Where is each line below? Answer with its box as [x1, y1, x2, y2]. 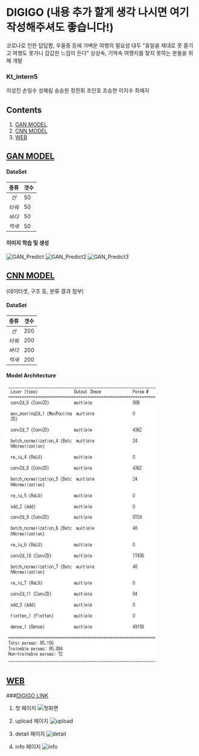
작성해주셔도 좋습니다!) [6, 21, 114, 34]
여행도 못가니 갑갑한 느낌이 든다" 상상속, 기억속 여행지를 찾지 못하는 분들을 [12, 49, 187, 56]
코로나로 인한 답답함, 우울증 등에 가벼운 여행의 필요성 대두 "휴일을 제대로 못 [6, 42, 183, 49]
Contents [6, 105, 42, 115]
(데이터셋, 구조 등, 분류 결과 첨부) [6, 287, 84, 295]
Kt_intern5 [6, 72, 38, 80]
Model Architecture [6, 372, 56, 379]
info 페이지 [14, 743, 41, 750]
